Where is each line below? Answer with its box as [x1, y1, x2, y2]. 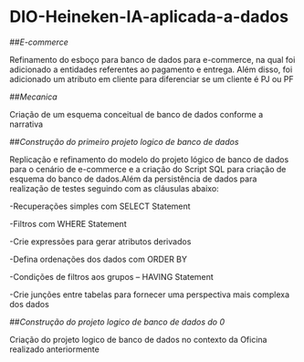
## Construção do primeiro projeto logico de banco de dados [9, 136, 239, 147]
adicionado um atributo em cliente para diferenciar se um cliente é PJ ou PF [9, 73, 294, 84]
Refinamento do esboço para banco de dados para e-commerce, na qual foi [9, 54, 296, 65]
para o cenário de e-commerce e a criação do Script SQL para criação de [9, 163, 287, 174]
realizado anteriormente [9, 344, 100, 355]
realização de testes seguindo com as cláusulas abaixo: [9, 182, 219, 193]
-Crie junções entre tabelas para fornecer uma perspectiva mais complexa [9, 289, 290, 300]
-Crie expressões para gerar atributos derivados [9, 235, 192, 247]
